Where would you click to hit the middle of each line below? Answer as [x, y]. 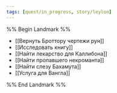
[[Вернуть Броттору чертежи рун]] [59, 40]
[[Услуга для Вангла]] [43, 72]
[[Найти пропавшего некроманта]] [59, 60]
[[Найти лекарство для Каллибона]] [61, 53]
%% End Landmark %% [36, 85]
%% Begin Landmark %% [39, 29]
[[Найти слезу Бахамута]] [48, 66]
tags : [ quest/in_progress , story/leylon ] [59, 12]
